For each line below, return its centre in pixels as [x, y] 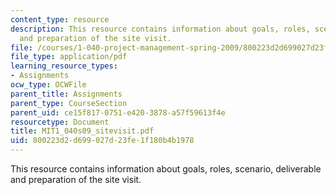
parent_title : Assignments [66, 94]
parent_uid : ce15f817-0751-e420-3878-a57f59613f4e [118, 112]
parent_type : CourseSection [69, 103]
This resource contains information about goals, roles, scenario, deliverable [166, 169]
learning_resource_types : [64, 66]
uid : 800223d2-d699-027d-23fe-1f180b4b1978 [102, 141]
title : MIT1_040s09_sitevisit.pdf [82, 131]
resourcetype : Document [60, 122]
